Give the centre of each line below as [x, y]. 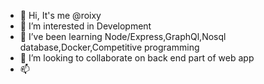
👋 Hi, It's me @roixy [60, 15]
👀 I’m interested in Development [85, 26]
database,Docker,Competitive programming [109, 47]
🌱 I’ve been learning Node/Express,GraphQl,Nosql [123, 36]
